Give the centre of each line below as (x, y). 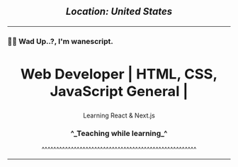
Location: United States (119, 12)
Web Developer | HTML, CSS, (119, 74)
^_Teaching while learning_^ (119, 134)
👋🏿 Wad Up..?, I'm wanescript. (60, 42)
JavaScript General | (119, 91)
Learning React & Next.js (119, 115)
